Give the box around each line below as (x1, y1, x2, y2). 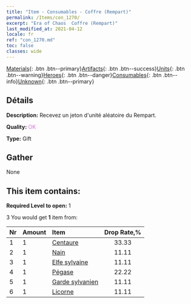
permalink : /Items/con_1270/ (6, 15, 80, 21)
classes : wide (6, 48, 42, 55)
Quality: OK (6, 123, 36, 130)
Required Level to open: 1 (6, 202, 71, 210)
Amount (22, 228, 47, 237)
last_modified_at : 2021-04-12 (6, 25, 83, 32)
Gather (6, 152, 33, 162)
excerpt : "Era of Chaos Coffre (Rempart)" (6, 20, 118, 26)
